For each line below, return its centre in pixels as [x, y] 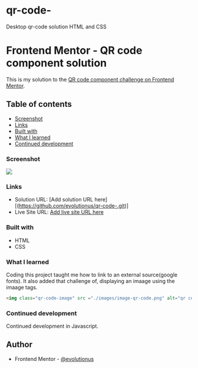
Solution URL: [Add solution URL [54, 200]
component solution [57, 63]
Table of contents [39, 104]
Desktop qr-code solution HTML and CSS [57, 27]
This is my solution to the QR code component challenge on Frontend [90, 79]
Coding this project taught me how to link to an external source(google [92, 275]
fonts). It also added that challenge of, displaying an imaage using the [90, 281]
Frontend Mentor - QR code [74, 51]
